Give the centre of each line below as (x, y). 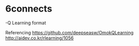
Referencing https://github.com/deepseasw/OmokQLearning (69, 32)
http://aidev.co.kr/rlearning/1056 (39, 38)
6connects (29, 9)
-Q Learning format (26, 23)
